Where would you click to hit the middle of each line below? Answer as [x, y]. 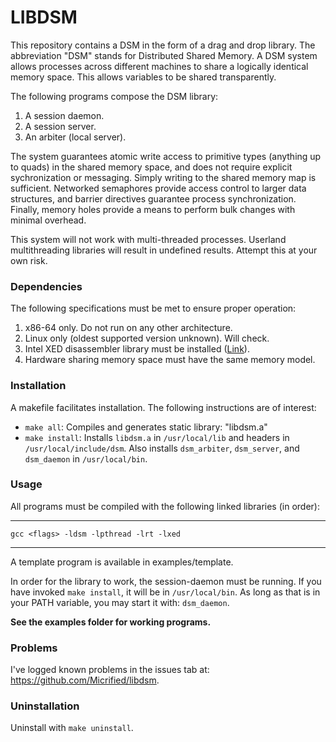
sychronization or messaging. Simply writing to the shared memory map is [163, 177]
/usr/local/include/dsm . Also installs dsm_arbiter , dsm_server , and [162, 448]
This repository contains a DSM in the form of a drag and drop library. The [163, 45]
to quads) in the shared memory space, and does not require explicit [151, 167]
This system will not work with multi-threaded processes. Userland [148, 239]
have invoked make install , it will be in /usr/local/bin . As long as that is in [165, 592]
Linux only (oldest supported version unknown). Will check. [147, 338]
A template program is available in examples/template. [122, 562]
